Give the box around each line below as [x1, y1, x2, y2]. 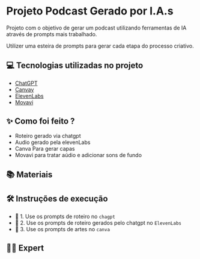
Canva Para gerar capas [14, 145, 75, 152]
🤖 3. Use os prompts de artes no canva [14, 225, 110, 232]
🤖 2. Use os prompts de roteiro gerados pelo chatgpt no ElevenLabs [14, 219, 182, 226]
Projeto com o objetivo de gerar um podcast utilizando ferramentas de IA [6, 24, 187, 31]
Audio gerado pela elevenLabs [14, 139, 91, 146]
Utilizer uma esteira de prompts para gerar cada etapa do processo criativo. [6, 42, 194, 49]
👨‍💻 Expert [6, 243, 44, 254]
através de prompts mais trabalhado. [6, 30, 97, 37]
